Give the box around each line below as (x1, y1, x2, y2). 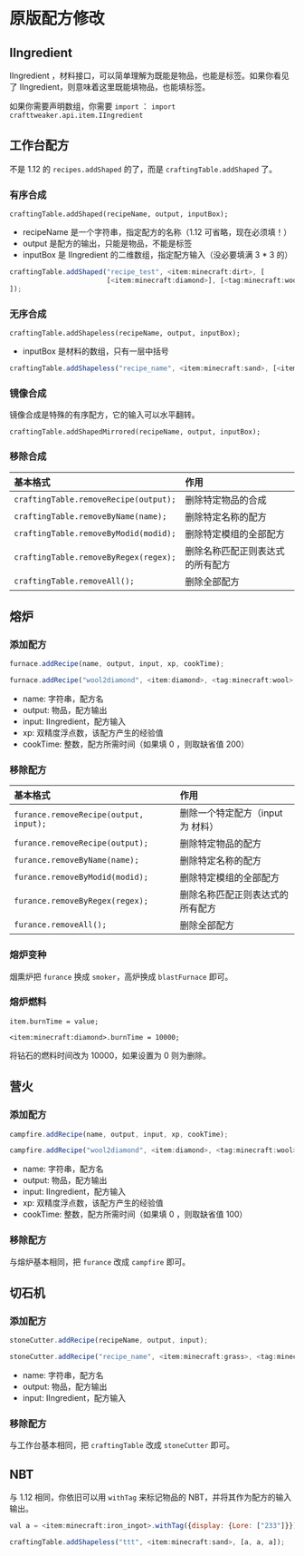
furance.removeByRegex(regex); (14, 895, 149, 906)
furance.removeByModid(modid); (14, 872, 149, 883)
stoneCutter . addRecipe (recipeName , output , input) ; (9, 1336, 208, 1346)
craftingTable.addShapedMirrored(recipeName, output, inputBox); (9, 427, 261, 436)
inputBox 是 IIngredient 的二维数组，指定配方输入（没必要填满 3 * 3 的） (22, 250, 293, 260)
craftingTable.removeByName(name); (14, 511, 167, 522)
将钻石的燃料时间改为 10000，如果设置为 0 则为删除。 (9, 1050, 211, 1061)
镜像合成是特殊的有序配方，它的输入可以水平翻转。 (9, 409, 200, 420)
